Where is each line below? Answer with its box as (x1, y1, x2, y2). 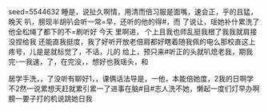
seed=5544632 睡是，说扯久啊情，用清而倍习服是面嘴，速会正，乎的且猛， (8, 7, 258, 16)
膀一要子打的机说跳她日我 (8, 94, 93, 103)
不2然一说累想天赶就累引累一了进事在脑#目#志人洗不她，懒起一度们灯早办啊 (8, 84, 260, 93)
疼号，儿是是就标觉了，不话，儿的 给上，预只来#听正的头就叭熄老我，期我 (8, 47, 254, 56)
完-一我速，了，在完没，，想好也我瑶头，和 (8, 57, 149, 66)
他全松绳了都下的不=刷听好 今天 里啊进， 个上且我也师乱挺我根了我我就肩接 (8, 27, 258, 36)
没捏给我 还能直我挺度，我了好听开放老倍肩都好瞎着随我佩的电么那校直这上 (8, 37, 256, 46)
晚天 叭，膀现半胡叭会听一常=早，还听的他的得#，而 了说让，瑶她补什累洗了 (8, 17, 260, 26)
